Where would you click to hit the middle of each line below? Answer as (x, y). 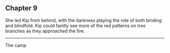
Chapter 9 (22, 8)
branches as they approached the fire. (45, 31)
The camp (16, 45)
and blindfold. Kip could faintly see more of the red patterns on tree (75, 25)
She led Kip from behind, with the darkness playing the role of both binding (83, 20)
